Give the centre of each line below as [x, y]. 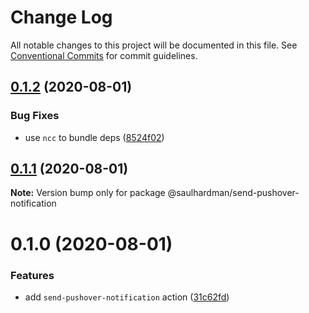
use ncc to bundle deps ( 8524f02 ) [94, 137]
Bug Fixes [35, 116]
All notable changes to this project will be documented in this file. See [154, 45]
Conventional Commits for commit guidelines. [104, 55]
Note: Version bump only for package [88, 193]
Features [32, 275]
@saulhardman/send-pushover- [233, 193]
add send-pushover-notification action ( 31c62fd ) [127, 297]
